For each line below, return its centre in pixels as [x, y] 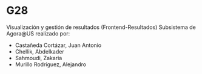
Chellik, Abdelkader [40, 51]
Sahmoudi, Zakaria [39, 58]
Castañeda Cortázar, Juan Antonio [58, 45]
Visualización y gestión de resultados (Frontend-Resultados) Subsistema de [101, 27]
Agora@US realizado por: [38, 33]
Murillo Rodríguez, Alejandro [51, 64]
